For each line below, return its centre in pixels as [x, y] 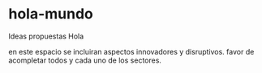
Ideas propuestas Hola [46, 36]
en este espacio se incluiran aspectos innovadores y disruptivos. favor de [131, 51]
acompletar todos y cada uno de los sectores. [85, 60]
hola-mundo [51, 14]
